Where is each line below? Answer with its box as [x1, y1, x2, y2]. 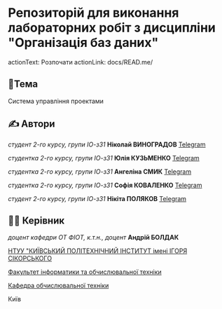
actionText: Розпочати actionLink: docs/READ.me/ [8, 57, 153, 66]
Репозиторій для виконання [8, 5, 179, 21]
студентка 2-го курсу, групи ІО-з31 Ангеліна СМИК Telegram [8, 167, 192, 176]
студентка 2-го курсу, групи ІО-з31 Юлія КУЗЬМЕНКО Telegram [8, 153, 200, 162]
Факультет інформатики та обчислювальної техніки [8, 268, 162, 276]
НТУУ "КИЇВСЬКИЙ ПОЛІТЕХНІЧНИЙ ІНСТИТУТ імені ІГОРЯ [8, 247, 188, 255]
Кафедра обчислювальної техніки [8, 282, 109, 290]
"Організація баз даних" [8, 35, 159, 50]
